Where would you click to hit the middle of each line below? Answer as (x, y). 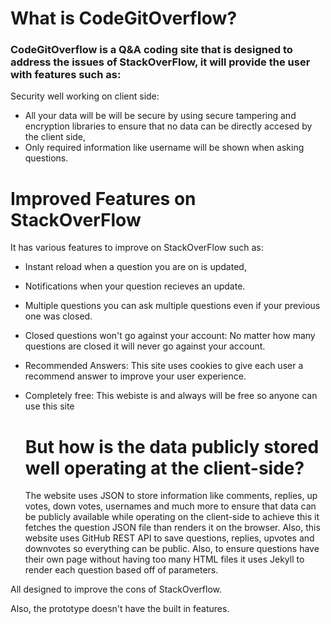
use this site (49, 406)
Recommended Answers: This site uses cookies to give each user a (164, 366)
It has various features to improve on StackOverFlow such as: (137, 248)
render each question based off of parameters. (121, 570)
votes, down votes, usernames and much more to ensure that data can (170, 506)
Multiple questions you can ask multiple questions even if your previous (172, 306)
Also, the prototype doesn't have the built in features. (120, 609)
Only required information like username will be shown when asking (164, 148)
